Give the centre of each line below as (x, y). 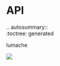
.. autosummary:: (27, 27)
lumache (17, 45)
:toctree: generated (30, 33)
